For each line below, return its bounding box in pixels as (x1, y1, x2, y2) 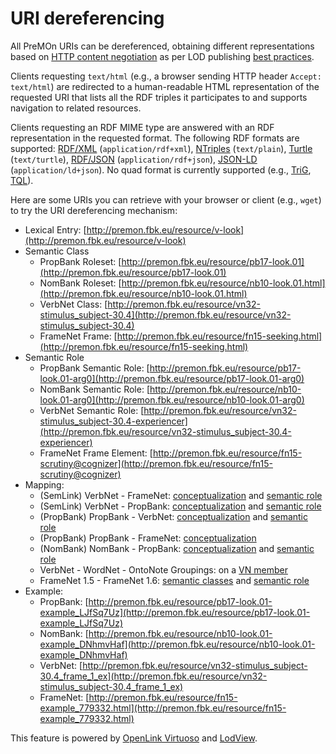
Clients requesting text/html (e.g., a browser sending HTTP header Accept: (10, 70, 322, 82)
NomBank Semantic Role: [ (39, 383, 150, 395)
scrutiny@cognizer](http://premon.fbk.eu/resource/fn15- (39, 457, 273, 469)
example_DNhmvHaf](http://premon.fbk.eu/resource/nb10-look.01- (39, 638, 316, 650)
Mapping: (24, 478, 65, 491)
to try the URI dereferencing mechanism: (10, 204, 178, 216)
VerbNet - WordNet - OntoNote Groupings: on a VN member (39, 563, 288, 576)
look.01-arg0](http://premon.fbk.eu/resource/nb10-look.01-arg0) (39, 393, 305, 406)
